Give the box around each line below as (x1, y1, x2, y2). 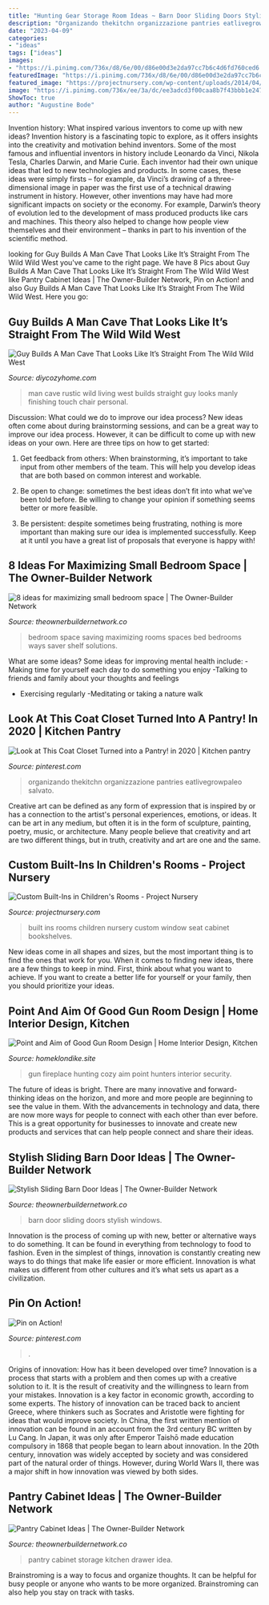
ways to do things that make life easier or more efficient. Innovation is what (8, 1256, 256, 1266)
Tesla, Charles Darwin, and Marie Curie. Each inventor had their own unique (8, 157, 259, 167)
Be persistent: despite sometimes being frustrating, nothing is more (19, 518, 243, 528)
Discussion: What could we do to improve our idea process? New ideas (8, 412, 243, 421)
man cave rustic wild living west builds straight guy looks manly (27, 388, 239, 397)
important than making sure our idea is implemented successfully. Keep (19, 526, 257, 537)
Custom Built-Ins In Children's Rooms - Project (8, 858, 246, 872)
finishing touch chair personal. (27, 397, 129, 406)
